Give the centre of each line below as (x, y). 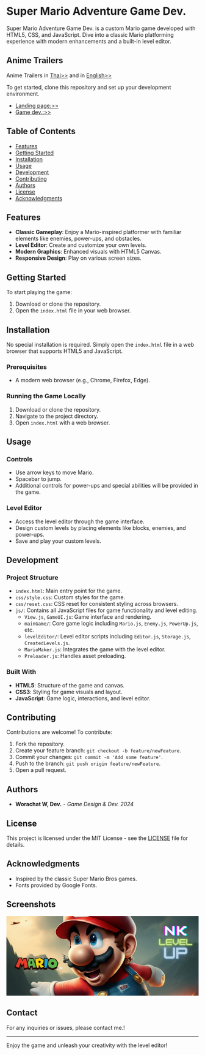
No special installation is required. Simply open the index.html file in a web (100, 345)
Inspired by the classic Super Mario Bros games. (76, 879)
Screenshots (31, 905)
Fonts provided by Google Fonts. (56, 885)
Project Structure (32, 577)
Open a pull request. (41, 770)
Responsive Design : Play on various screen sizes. (78, 258)
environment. (23, 94)
